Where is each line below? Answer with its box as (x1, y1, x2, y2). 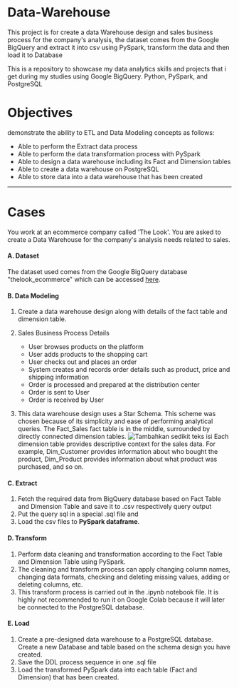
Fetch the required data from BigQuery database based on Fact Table (17, 495, 222, 503)
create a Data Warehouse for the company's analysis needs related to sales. (7, 235, 231, 243)
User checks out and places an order (28, 358, 137, 366)
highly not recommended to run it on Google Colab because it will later (17, 595, 225, 604)
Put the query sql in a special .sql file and (17, 510, 139, 518)
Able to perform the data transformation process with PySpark (17, 149, 201, 158)
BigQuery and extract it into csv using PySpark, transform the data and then (7, 43, 230, 51)
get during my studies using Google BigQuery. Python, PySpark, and (7, 72, 208, 81)
